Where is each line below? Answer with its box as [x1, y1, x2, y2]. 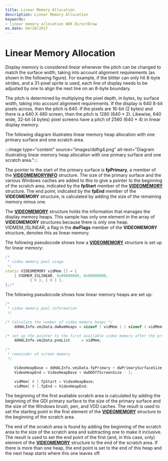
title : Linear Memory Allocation [5, 7, 75, 13]
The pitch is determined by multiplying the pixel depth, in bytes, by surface [5, 95, 159, 101]
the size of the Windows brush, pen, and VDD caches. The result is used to [5, 403, 160, 409]
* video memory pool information [7, 306, 77, 311]
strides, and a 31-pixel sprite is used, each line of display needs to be [5, 80, 148, 86]
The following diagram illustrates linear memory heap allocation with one [5, 131, 155, 138]
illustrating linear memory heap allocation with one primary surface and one [5, 152, 161, 158]
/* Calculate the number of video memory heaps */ [5, 319, 113, 325]
